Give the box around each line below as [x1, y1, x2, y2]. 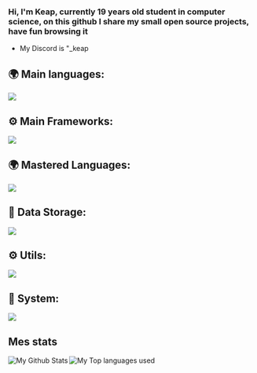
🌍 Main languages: [8, 68, 105, 81]
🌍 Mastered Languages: [8, 159, 131, 172]
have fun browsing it [8, 26, 88, 37]
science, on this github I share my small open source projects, [8, 16, 249, 27]
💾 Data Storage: [8, 206, 86, 219]
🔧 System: [8, 291, 60, 305]
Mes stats [8, 335, 57, 348]
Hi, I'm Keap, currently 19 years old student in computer [8, 6, 226, 17]
